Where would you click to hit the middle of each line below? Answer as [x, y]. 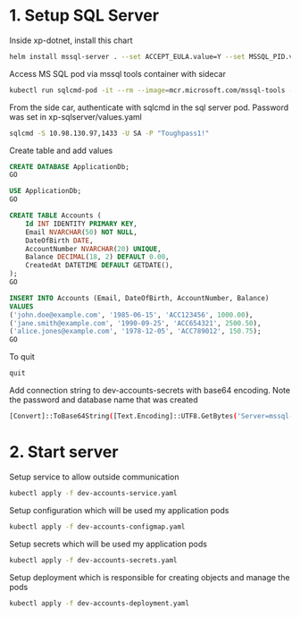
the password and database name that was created [104, 400]
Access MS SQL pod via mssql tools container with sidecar [117, 73]
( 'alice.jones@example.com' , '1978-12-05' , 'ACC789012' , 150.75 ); [135, 332]
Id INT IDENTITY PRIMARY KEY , [82, 224]
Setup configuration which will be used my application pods [119, 510]
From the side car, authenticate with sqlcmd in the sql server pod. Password [149, 107]
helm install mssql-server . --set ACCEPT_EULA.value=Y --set [127, 56]
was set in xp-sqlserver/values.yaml [76, 116]
